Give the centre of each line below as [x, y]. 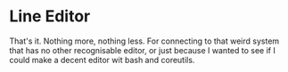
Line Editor [50, 16]
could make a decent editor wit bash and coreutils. [102, 60]
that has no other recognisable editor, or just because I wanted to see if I [143, 50]
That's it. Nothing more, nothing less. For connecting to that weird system [144, 41]
